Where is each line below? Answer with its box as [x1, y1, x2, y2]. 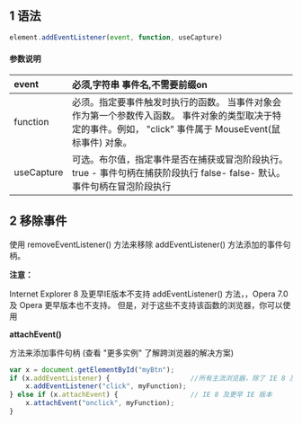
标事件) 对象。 [71, 136, 133, 148]
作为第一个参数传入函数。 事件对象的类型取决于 [71, 109, 272, 121]
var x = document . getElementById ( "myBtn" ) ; [9, 365, 175, 375]
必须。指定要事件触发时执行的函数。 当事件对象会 [71, 95, 281, 108]
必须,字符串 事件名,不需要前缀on [71, 78, 209, 91]
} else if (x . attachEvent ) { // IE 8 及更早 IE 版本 [9, 390, 272, 400]
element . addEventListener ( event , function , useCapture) [9, 32, 223, 42]
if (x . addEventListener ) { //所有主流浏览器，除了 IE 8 [9, 374, 286, 383]
